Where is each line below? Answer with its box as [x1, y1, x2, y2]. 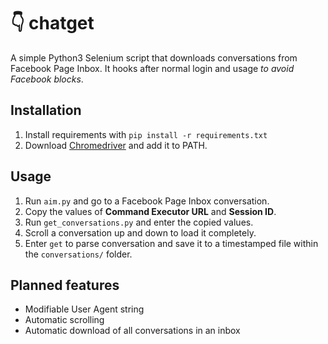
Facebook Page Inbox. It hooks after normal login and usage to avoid [10, 62, 295, 74]
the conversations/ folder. [24, 248, 133, 260]
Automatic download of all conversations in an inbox [24, 325, 241, 337]
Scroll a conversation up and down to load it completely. [24, 226, 257, 239]
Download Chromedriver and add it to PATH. [24, 139, 208, 151]
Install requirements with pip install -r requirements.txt [24, 128, 268, 140]
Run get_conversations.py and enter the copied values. [24, 216, 254, 228]
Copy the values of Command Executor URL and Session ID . [24, 205, 277, 217]
